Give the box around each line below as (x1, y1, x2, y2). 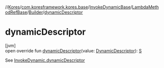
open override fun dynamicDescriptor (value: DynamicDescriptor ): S (5, 47, 142, 53)
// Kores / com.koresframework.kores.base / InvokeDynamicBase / (5, 4, 133, 10)
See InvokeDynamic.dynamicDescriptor (5, 57, 85, 63)
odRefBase (5, 9, 27, 15)
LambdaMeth (132, 4, 159, 10)
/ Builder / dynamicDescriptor (27, 9, 83, 15)
